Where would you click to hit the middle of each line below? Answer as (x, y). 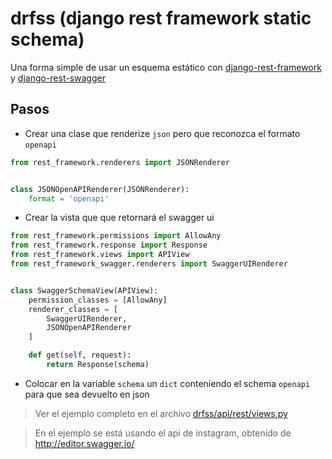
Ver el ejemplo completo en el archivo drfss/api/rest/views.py (161, 413)
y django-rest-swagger (58, 78)
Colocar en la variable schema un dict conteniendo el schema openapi (167, 383)
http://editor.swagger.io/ (84, 443)
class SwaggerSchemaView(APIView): (84, 290)
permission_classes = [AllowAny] (98, 300)
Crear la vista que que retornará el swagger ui (119, 218)
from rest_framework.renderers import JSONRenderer (120, 162)
